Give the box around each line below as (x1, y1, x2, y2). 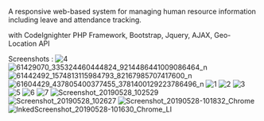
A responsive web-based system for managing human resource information (8, 7, 257, 16)
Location (8, 39, 37, 48)
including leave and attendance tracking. (8, 15, 142, 25)
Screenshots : (8, 55, 54, 63)
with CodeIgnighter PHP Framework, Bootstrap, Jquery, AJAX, (8, 31, 213, 40)
